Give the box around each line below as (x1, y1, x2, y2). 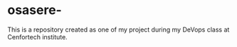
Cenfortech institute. (7, 32, 68, 41)
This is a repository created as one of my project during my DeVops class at (7, 25, 230, 34)
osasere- (7, 2, 62, 18)
